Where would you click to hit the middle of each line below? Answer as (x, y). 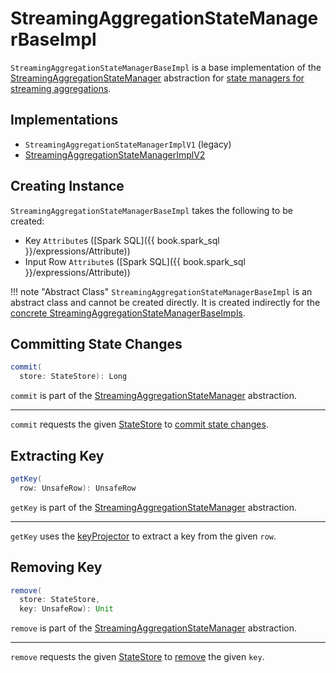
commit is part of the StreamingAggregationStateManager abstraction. (153, 396)
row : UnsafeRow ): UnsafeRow (78, 488)
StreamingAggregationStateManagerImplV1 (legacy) (128, 144)
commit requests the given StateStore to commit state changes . (139, 424)
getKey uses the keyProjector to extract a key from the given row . (143, 536)
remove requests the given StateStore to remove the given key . (137, 657)
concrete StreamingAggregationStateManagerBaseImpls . (128, 313)
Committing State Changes (96, 343)
